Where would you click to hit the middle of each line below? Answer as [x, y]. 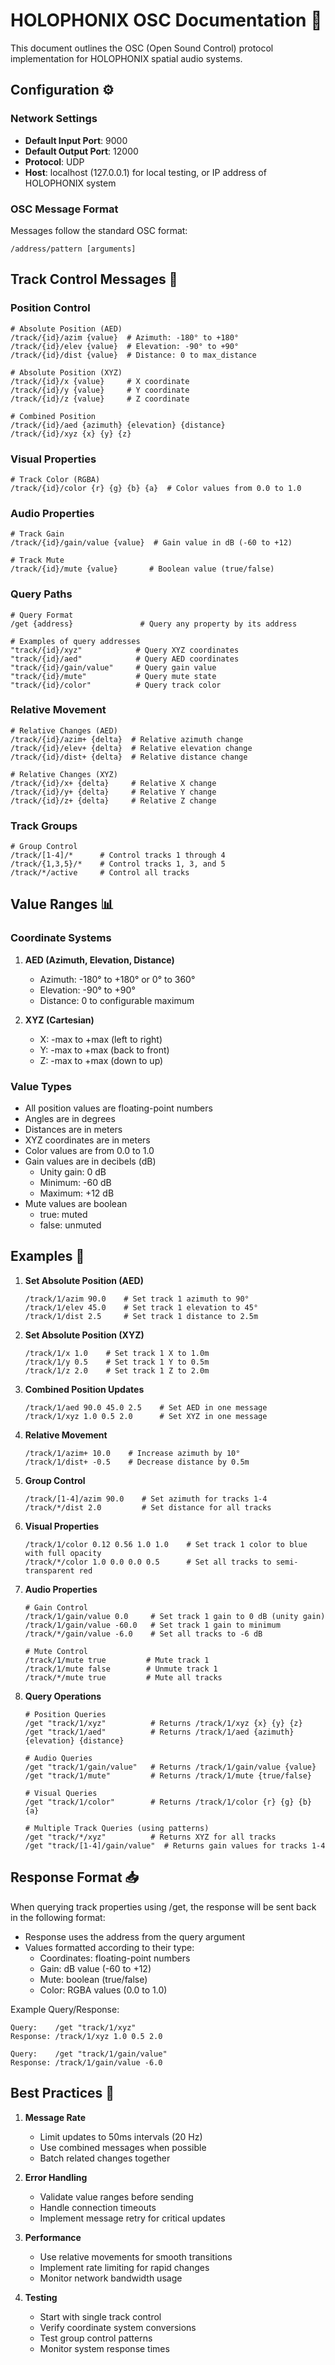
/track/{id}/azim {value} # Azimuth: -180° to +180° [125, 337]
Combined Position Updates [84, 1389]
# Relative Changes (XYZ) [64, 774]
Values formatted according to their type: [109, 1947]
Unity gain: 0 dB [73, 1172]
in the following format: [58, 1917]
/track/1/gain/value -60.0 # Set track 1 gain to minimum [152, 1625]
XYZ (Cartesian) [59, 1020]
